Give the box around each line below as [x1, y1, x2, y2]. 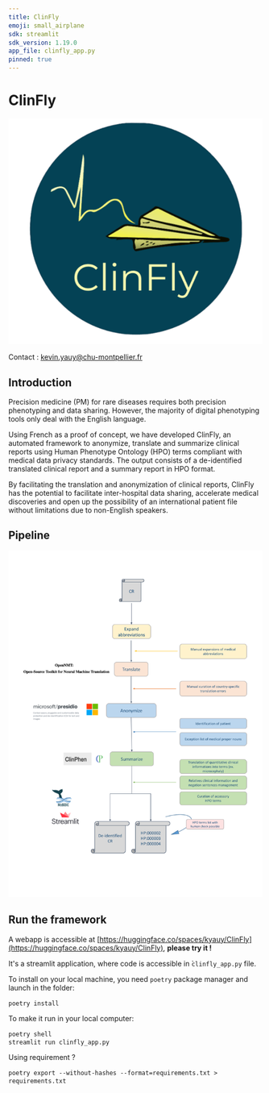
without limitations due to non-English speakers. [8, 505, 168, 515]
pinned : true [8, 56, 52, 64]
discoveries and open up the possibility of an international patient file [8, 497, 238, 507]
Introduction [8, 376, 72, 389]
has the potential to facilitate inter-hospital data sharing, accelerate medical [8, 488, 259, 498]
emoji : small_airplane [8, 21, 85, 30]
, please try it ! [163, 943, 212, 953]
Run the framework [8, 913, 107, 927]
